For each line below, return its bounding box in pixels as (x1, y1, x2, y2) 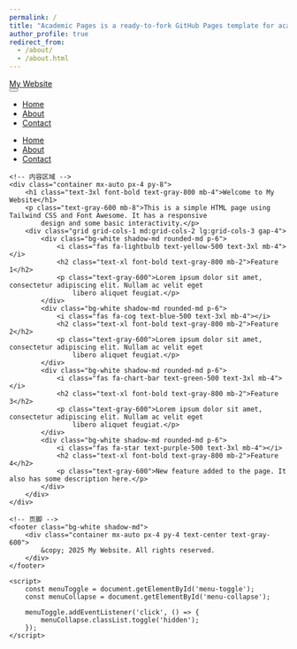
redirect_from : (9, 37, 65, 47)
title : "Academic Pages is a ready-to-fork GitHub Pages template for (9, 21, 275, 30)
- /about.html (17, 54, 69, 63)
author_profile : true (9, 29, 89, 38)
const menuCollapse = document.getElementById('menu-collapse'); (25, 592, 271, 601)
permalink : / (9, 12, 57, 22)
